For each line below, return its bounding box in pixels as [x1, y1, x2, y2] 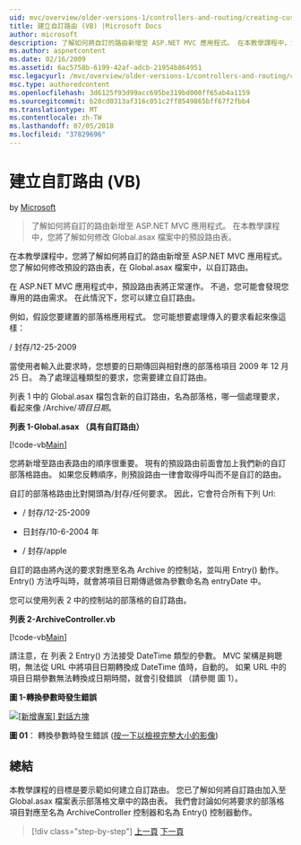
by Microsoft [9, 201, 56, 212]
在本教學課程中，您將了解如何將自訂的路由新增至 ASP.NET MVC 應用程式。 [9, 251, 288, 261]
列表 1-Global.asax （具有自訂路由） [9, 421, 144, 432]
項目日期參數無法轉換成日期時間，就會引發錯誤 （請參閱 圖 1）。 [9, 673, 244, 683]
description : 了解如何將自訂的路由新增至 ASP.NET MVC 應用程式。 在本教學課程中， [9, 38, 291, 48]
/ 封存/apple [21, 545, 67, 556]
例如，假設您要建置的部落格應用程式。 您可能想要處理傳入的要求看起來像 [9, 311, 279, 321]
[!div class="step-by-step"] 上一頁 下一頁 [30, 825, 185, 836]
